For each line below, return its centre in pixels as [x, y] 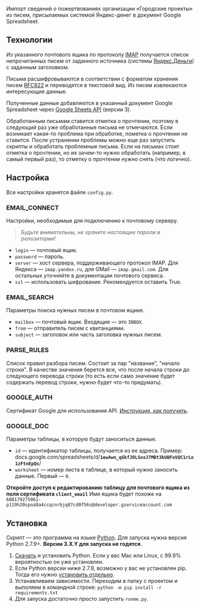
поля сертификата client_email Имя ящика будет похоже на [84, 494]
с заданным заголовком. [38, 67]
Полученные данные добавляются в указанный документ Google [90, 103]
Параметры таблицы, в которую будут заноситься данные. [81, 439]
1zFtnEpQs [27, 464]
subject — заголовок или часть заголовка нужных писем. [88, 334]
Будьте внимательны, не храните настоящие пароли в [90, 232]
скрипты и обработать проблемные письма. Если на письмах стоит [93, 146]
